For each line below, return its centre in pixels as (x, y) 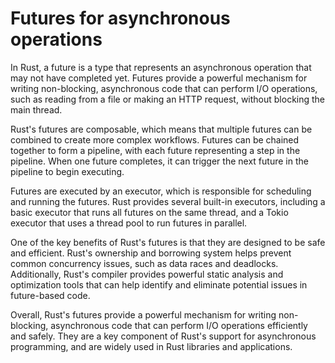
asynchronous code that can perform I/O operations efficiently (179, 325)
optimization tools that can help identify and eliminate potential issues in (159, 284)
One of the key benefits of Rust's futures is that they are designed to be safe (168, 242)
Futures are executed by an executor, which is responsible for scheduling (161, 191)
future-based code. (50, 295)
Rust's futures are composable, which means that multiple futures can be (161, 129)
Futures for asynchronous (120, 18)
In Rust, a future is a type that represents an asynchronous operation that (161, 67)
